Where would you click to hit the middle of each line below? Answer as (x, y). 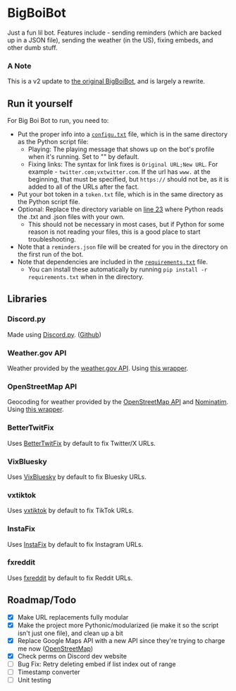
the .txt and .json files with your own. (71, 217)
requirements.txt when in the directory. (86, 277)
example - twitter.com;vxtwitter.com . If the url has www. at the (119, 172)
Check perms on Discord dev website (72, 656)
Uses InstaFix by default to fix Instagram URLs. (75, 544)
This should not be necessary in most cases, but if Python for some (126, 225)
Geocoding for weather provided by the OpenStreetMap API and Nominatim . (118, 402)
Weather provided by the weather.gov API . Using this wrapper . (98, 368)
